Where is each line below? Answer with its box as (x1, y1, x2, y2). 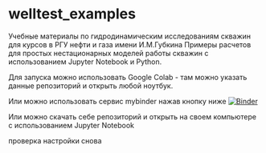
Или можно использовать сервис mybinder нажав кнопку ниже (8, 96, 227, 106)
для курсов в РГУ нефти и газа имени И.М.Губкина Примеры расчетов (8, 39, 252, 49)
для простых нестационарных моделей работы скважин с (8, 48, 209, 58)
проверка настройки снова (8, 135, 102, 145)
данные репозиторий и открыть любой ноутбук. (8, 81, 174, 91)
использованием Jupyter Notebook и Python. (8, 57, 162, 66)
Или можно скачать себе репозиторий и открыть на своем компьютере (8, 111, 257, 121)
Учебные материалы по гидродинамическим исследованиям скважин (8, 31, 252, 41)
